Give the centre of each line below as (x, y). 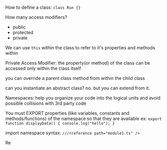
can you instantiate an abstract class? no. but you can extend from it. (78, 88)
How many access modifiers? (36, 17)
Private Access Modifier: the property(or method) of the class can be (78, 63)
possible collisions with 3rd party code (46, 103)
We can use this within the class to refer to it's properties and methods (80, 48)
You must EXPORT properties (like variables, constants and (67, 113)
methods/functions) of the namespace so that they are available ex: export (83, 118)
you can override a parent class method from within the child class (75, 78)
